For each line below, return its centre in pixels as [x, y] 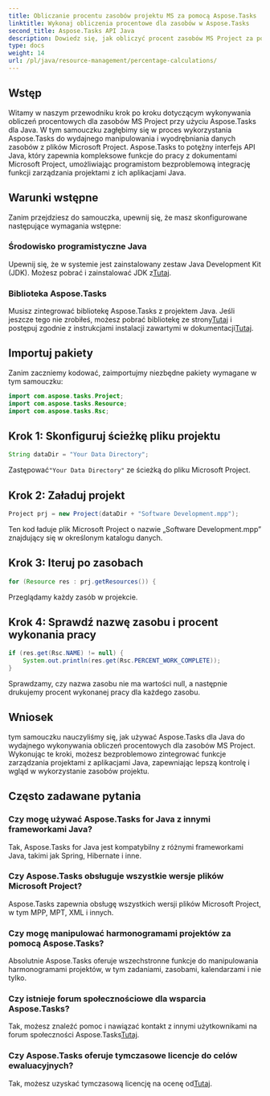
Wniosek [31, 717]
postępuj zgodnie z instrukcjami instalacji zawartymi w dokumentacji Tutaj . [131, 328]
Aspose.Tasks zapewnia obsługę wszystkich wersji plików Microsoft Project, [135, 904]
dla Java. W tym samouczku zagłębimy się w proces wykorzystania [120, 130]
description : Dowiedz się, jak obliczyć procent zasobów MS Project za [131, 38]
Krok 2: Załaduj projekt [67, 495]
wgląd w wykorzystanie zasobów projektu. [79, 771]
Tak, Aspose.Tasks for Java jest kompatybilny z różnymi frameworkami [126, 847]
